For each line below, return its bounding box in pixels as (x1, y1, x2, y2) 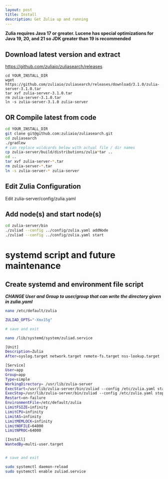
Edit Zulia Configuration (5, 182, 81, 191)
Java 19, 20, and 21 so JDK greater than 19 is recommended (5, 36, 131, 42)
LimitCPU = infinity (5, 409, 43, 414)
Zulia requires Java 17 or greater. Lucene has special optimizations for (5, 31, 154, 37)
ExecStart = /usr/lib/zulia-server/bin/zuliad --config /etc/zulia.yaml (5, 386, 155, 391)
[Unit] (5, 344, 19, 350)
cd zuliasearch (5, 136, 37, 141)
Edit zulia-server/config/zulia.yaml (5, 195, 76, 201)
